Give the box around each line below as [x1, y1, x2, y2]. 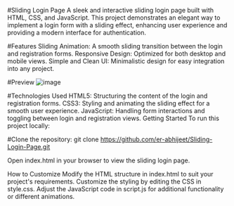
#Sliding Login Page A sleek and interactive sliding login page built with [7, 6, 214, 14]
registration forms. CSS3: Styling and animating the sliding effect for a [7, 99, 210, 108]
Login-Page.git [7, 143, 51, 150]
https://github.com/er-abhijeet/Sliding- [100, 135, 213, 143]
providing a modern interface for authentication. [7, 28, 146, 37]
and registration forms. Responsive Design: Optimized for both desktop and [7, 49, 226, 58]
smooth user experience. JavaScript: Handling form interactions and [7, 107, 205, 115]
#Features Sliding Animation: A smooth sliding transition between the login [7, 42, 223, 50]
